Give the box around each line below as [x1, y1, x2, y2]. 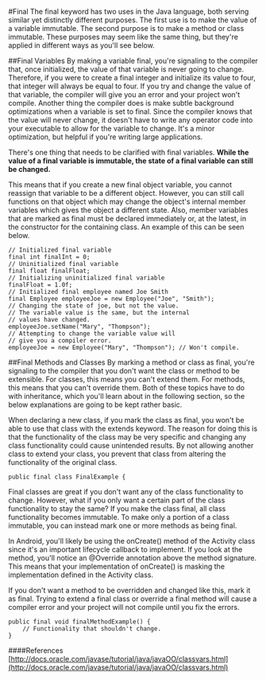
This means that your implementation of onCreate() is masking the [8, 561, 225, 571]
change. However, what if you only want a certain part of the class [8, 495, 226, 505]
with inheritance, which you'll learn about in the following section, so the [8, 392, 245, 401]
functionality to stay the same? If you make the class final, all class [8, 504, 226, 513]
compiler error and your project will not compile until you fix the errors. [8, 603, 240, 612]
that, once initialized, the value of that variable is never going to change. [8, 64, 245, 74]
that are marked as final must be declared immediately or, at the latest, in [8, 214, 247, 223]
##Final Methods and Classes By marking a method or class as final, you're [8, 358, 256, 367]
